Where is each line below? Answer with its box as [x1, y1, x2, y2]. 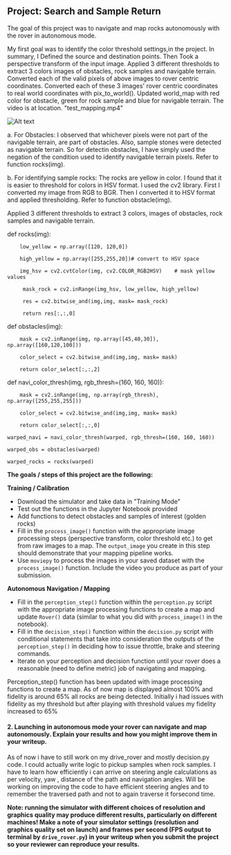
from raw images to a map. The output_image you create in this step [17, 541, 210, 550]
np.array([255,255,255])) [7, 397, 82, 404]
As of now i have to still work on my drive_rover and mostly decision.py [7, 753, 210, 761]
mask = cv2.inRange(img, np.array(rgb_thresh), [19, 391, 159, 398]
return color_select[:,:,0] [19, 422, 100, 429]
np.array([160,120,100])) [7, 341, 82, 349]
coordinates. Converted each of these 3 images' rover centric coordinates [7, 81, 219, 89]
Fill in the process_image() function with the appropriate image [17, 526, 195, 535]
